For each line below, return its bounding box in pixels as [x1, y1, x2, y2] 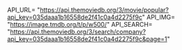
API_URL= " [7, 6, 40, 14]
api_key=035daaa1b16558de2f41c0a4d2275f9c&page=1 [7, 35, 168, 43]
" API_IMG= [142, 13, 176, 21]
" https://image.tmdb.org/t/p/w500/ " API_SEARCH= [7, 21, 153, 28]
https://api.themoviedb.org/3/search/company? [10, 27, 146, 36]
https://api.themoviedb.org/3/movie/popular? [40, 6, 169, 14]
